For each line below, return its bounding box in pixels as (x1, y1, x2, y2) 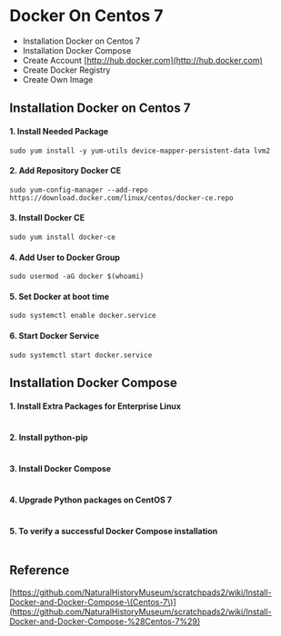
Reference (9, 562, 70, 578)
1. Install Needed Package (9, 125, 109, 136)
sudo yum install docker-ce (9, 233, 116, 242)
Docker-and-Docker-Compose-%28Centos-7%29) (9, 615, 201, 627)
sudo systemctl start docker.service (9, 351, 153, 360)
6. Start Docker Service (9, 330, 100, 341)
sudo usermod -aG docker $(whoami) (9, 272, 145, 282)
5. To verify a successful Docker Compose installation (9, 526, 218, 537)
